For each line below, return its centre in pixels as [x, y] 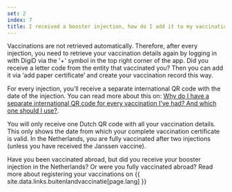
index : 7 [20, 20]
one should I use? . [33, 111]
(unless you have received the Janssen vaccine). [77, 146]
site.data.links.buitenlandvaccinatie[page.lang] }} [77, 182]
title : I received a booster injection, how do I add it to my [100, 26]
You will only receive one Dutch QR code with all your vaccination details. [112, 124]
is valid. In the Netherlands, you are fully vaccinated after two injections [109, 139]
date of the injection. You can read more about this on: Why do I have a [108, 96]
